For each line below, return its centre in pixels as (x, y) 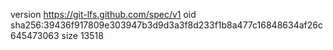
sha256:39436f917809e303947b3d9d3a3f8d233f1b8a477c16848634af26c (166, 25)
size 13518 (82, 35)
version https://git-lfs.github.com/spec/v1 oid (103, 14)
